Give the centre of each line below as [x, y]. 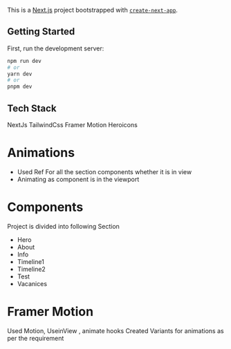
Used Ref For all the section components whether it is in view [104, 171]
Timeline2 [31, 269]
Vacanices [32, 283]
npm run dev [24, 61]
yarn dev [20, 74]
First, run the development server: [56, 48]
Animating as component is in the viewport [78, 179]
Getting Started [41, 31]
